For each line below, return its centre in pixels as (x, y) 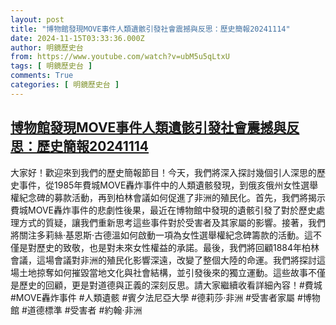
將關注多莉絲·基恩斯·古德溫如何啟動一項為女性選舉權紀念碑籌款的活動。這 (162, 235)
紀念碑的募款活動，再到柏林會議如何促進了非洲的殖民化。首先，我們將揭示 (172, 197)
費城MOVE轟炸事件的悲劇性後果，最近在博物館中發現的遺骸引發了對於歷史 (163, 210)
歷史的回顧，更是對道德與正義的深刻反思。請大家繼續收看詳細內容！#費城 (170, 285)
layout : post (37, 19)
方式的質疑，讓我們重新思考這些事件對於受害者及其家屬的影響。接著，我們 (172, 222)
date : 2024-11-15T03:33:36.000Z (77, 38)
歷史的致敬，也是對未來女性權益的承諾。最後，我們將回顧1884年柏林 (178, 247)
